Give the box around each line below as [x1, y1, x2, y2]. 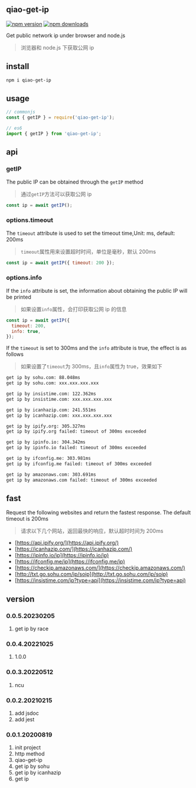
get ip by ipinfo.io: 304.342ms [6, 439, 86, 445]
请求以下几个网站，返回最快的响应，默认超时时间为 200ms [20, 528, 164, 535]
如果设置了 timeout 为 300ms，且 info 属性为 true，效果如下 [20, 363, 162, 370]
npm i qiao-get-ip [6, 77, 51, 83]
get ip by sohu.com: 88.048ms [6, 375, 81, 381]
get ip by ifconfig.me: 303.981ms [6, 456, 92, 462]
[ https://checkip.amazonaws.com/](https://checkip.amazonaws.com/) [14, 564, 185, 571]
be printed [6, 293, 31, 300]
